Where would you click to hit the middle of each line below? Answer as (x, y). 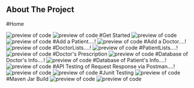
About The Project (40, 10)
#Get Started (115, 35)
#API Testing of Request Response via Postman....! (114, 66)
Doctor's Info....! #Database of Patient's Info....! (86, 60)
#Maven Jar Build (27, 79)
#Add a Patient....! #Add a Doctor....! (119, 41)
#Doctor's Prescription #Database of (120, 54)
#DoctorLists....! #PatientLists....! (115, 48)
